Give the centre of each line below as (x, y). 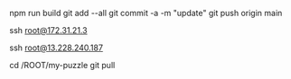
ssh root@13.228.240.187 (56, 48)
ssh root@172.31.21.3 (48, 30)
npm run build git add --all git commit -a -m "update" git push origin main (146, 13)
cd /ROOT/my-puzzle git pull (62, 65)
